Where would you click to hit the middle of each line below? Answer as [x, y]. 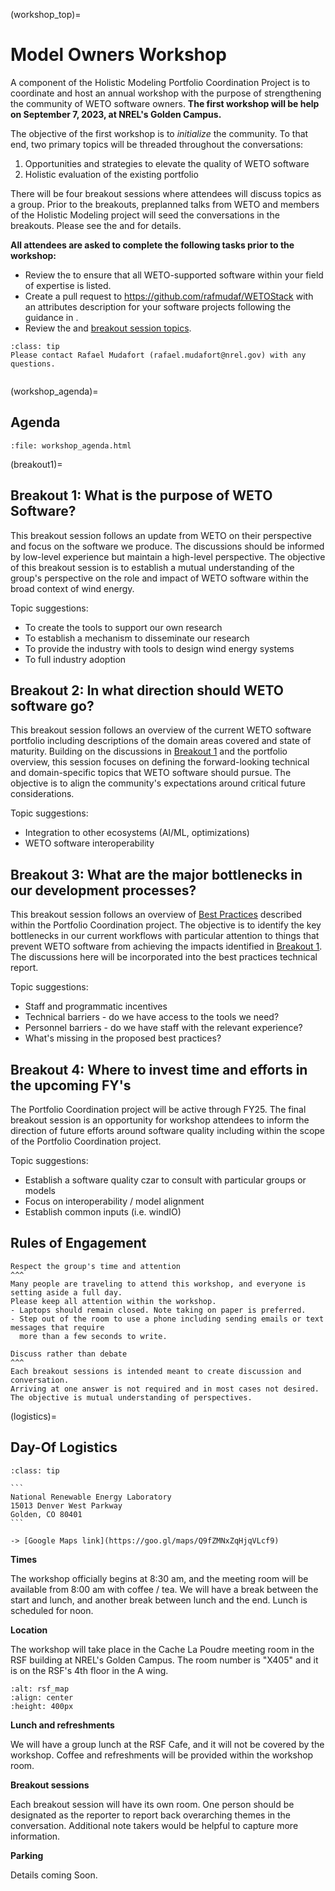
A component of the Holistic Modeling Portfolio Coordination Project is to [160, 82]
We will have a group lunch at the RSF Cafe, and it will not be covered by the [167, 1744]
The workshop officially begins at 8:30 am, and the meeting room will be [159, 1578]
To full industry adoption [75, 659]
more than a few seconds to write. [93, 1336]
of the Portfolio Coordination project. [86, 1141]
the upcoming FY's [71, 1085]
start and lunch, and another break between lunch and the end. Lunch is [159, 1600]
